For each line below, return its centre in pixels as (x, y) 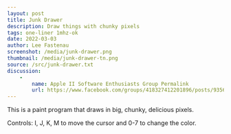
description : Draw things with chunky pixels (73, 26)
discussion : (24, 71)
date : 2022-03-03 (32, 39)
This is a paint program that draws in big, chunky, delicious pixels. (100, 110)
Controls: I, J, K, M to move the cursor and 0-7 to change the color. (102, 123)
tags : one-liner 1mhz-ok (43, 33)
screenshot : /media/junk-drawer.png (59, 52)
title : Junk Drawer (35, 20)
